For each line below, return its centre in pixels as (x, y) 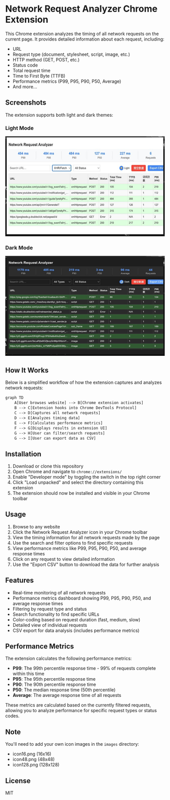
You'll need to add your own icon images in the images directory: (72, 744)
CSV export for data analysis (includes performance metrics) (76, 630)
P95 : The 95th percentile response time (54, 679)
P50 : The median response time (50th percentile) (64, 690)
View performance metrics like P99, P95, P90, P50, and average (79, 548)
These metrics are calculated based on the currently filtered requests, (78, 705)
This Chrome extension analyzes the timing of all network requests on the (82, 34)
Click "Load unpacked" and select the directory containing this (78, 482)
